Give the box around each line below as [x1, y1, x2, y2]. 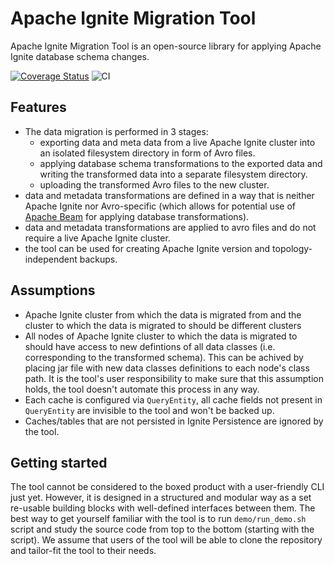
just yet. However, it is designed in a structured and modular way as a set [10, 492, 312, 504]
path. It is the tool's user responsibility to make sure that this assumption [24, 372, 324, 384]
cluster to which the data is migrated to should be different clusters [24, 319, 302, 331]
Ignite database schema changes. [10, 50, 150, 62]
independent [24, 253, 78, 265]
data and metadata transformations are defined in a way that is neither [24, 189, 315, 201]
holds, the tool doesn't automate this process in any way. [24, 383, 260, 395]
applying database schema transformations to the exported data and [39, 157, 323, 169]
